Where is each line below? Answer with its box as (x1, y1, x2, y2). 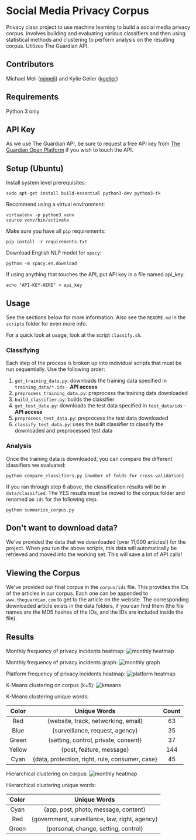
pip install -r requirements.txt (6, 239, 88, 245)
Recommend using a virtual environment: (6, 201, 105, 208)
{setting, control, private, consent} (48, 736, 142, 744)
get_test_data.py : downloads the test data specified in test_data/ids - (14, 402, 187, 409)
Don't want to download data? (6, 523, 118, 533)
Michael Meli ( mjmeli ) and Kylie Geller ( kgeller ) (6, 75, 118, 82)
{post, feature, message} (61, 745, 129, 754)
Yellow (9, 745, 27, 754)
